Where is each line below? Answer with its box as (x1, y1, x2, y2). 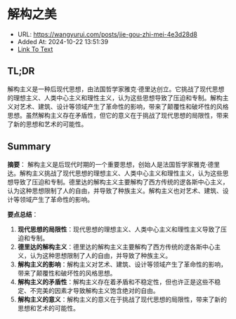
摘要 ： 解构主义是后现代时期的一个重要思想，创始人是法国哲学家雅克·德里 (7, 160, 220, 168)
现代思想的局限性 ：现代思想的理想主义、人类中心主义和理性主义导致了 (17, 225, 221, 233)
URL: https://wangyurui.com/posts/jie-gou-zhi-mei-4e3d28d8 (17, 29, 198, 39)
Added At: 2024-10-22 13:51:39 (17, 37, 109, 46)
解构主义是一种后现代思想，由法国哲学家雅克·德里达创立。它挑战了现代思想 (7, 85, 225, 93)
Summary (7, 141, 51, 153)
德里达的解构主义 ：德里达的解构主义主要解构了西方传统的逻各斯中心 (17, 243, 215, 251)
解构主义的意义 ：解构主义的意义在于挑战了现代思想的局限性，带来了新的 (17, 295, 227, 304)
